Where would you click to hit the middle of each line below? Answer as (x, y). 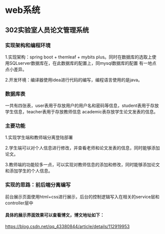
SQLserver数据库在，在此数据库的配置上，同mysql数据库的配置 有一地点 (83, 63)
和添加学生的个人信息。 (29, 171)
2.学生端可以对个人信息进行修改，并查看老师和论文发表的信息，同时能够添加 (82, 148)
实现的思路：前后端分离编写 (38, 185)
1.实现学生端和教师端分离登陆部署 (39, 138)
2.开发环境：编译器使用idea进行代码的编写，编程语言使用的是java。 (74, 80)
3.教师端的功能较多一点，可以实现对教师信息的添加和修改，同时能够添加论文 (82, 165)
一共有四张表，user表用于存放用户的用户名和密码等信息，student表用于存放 (82, 106)
